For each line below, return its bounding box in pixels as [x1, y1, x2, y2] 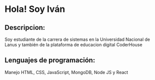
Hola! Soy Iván [4, 3, 65, 15]
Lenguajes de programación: [4, 56, 95, 65]
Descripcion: [4, 23, 46, 32]
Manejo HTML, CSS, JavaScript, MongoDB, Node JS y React [4, 69, 128, 75]
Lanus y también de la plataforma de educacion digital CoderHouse [4, 42, 143, 48]
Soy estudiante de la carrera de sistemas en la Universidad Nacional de [4, 36, 151, 42]
